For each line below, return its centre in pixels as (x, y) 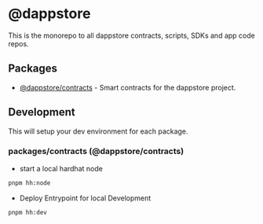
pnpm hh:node (29, 183)
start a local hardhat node (61, 168)
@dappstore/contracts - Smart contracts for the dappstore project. (128, 87)
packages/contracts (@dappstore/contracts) (96, 152)
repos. (18, 43)
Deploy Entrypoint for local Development (85, 198)
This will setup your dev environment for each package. (98, 131)
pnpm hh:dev (27, 212)
